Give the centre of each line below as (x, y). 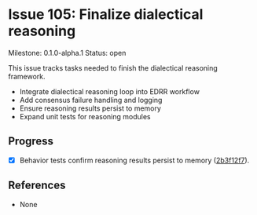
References (37, 186)
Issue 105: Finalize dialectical (106, 15)
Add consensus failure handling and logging (91, 100)
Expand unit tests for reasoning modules (85, 116)
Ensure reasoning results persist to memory (90, 108)
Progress (31, 142)
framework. (27, 76)
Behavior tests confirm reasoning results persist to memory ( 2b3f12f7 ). (134, 160)
